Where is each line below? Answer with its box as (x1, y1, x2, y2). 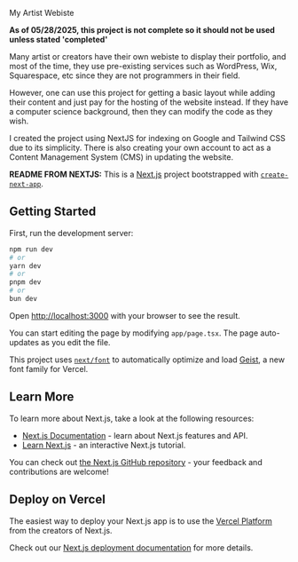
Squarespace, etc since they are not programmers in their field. (9, 70, 241, 81)
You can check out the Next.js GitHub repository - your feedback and (9, 456, 263, 467)
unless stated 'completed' (9, 35, 108, 44)
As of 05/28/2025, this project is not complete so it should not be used (9, 25, 275, 35)
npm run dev (9, 244, 53, 254)
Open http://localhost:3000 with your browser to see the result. (9, 310, 241, 321)
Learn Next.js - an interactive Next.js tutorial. (21, 439, 186, 450)
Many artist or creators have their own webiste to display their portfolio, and (9, 51, 286, 61)
